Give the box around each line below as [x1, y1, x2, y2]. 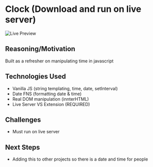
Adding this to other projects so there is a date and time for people [12, 156, 149, 162]
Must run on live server [12, 129, 60, 135]
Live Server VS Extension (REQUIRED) [12, 101, 90, 107]
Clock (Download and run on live [5, 3, 142, 15]
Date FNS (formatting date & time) [12, 91, 82, 97]
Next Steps [5, 143, 40, 152]
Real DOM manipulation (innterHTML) [12, 96, 89, 102]
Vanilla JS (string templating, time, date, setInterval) [12, 85, 118, 91]
